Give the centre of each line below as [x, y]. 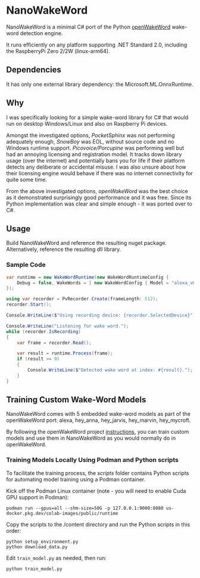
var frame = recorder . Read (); [54, 343]
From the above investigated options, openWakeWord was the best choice [97, 191]
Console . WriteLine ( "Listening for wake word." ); [68, 326]
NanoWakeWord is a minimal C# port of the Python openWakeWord [88, 27]
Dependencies [34, 70]
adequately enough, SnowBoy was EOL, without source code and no [90, 141]
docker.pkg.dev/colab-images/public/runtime [62, 513]
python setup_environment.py [42, 542]
